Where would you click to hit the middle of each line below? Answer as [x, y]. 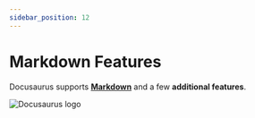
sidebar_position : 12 [50, 17]
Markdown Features [85, 61]
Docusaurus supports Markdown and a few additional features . [128, 87]
